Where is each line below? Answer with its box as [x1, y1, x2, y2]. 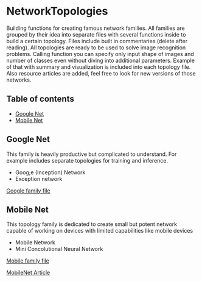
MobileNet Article [6, 269, 50, 277]
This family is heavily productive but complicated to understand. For [6, 150, 177, 158]
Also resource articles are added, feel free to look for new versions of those [6, 69, 196, 77]
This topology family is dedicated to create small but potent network [6, 220, 178, 228]
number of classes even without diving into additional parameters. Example [6, 57, 195, 64]
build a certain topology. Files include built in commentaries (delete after [6, 37, 187, 44]
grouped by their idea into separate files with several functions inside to [6, 30, 186, 38]
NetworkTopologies [6, 4, 108, 18]
